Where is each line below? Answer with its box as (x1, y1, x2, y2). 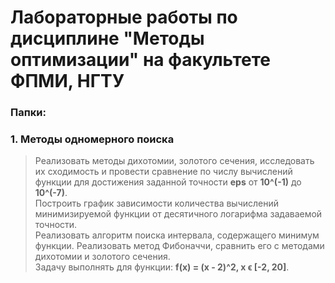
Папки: (10, 106, 47, 120)
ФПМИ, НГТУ (10, 70, 125, 93)
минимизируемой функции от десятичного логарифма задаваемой (34, 208, 323, 220)
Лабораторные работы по (10, 6, 238, 29)
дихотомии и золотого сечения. (34, 251, 171, 263)
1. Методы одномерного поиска (10, 132, 175, 146)
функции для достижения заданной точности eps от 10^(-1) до (34, 176, 302, 188)
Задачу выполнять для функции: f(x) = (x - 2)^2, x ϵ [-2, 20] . (34, 261, 290, 273)
